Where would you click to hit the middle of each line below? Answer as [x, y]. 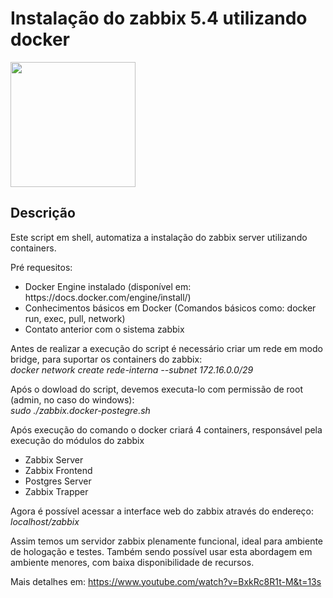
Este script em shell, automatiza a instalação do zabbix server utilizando [159, 237]
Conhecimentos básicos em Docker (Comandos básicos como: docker [170, 308]
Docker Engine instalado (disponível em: [108, 286]
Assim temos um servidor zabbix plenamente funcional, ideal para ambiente [167, 541]
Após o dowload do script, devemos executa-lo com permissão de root [156, 389]
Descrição [43, 213]
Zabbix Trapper [56, 491]
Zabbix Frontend [58, 470]
